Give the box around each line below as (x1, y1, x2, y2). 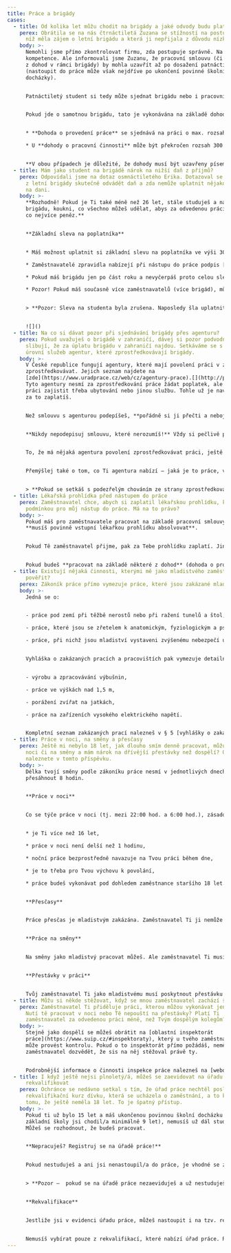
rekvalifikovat (25, 1080, 69, 1087)
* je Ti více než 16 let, (25, 830, 100, 837)
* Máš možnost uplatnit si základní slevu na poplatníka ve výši (25, 249, 217, 256)
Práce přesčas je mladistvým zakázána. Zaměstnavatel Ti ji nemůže (25, 916, 223, 924)
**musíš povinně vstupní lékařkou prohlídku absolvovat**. (25, 525, 198, 532)
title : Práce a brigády (7, 10, 76, 17)
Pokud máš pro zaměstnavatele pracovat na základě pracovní (25, 518, 201, 525)
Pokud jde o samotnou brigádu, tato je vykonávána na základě (25, 111, 208, 118)
